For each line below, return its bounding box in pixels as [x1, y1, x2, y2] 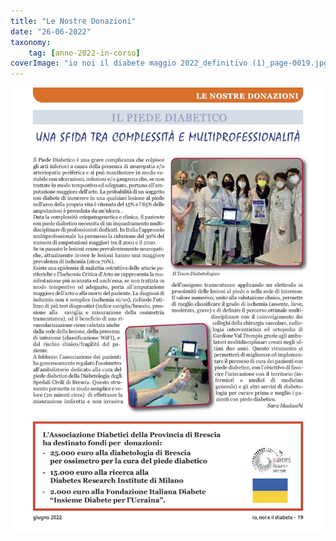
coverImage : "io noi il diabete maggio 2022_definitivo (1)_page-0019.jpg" [10, 58, 333, 69]
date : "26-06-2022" [10, 26, 92, 37]
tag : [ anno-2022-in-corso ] [28, 48, 141, 58]
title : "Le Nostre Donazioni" [10, 16, 137, 26]
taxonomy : [10, 37, 52, 47]
